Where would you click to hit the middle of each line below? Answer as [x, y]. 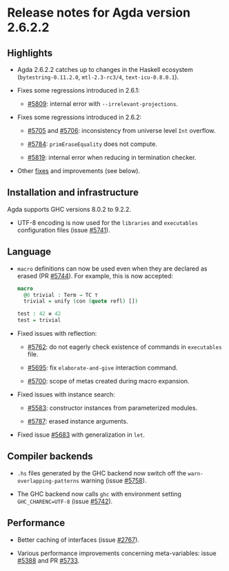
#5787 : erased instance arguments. [78, 421]
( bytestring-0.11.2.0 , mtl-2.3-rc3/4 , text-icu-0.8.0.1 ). [98, 77]
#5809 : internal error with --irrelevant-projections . [102, 104]
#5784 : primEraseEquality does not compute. [92, 144]
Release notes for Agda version [99, 13]
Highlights [30, 53]
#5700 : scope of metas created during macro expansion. [108, 381]
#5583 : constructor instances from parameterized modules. [112, 408]
